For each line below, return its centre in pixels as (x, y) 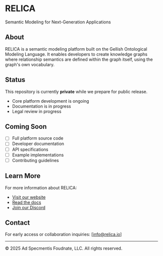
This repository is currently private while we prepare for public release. (76, 91)
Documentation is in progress (41, 106)
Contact (17, 223)
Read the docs (26, 202)
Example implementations (38, 155)
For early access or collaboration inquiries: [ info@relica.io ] (64, 235)
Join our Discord (29, 207)
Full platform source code (38, 138)
